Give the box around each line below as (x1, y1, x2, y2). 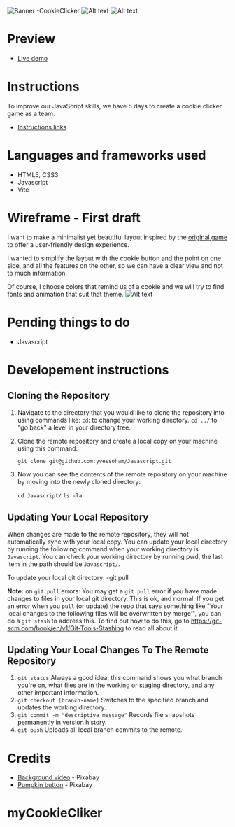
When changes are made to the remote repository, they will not (7, 530, 189, 538)
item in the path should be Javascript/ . (7, 560, 120, 568)
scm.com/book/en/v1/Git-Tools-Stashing (7, 623, 124, 632)
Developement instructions (7, 362, 169, 378)
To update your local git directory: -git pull (7, 573, 129, 581)
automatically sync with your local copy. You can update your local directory (7, 537, 227, 546)
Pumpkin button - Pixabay (17, 781, 93, 789)
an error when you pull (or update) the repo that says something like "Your (7, 602, 224, 610)
